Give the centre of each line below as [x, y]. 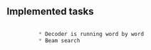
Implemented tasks [50, 12]
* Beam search [59, 40]
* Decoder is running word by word [91, 34]
